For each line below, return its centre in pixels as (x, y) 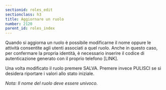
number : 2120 (19, 24)
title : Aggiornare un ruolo (35, 19)
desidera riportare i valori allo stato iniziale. (50, 73)
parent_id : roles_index (30, 28)
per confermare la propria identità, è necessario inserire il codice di (75, 53)
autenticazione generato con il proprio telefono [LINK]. (62, 58)
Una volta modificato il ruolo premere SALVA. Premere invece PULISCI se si (83, 68)
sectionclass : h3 (23, 14)
